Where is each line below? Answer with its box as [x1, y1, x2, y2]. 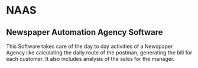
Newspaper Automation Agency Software [6, 27, 163, 37]
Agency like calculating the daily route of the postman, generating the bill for [6, 49, 193, 56]
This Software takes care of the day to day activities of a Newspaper [6, 43, 173, 50]
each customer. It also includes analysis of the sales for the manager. [6, 56, 175, 62]
